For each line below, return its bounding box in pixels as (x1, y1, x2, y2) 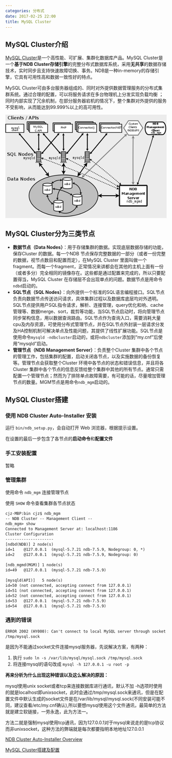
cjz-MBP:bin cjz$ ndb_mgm (5, 511, 60, 516)
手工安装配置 (5, 450, 37, 457)
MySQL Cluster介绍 (5, 40, 68, 49)
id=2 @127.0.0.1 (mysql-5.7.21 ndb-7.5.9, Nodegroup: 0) (5, 552, 139, 557)
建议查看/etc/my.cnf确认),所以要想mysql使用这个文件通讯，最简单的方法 (14, 702, 166, 709)
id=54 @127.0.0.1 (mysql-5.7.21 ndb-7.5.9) (5, 603, 106, 608)
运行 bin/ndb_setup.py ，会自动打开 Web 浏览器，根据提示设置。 (5, 424, 141, 431)
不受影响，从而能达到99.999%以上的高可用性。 (5, 104, 106, 110)
